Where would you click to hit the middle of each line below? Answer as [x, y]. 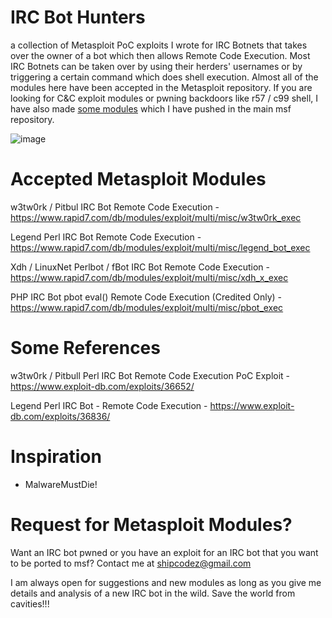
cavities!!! [30, 603]
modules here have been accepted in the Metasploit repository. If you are [161, 87]
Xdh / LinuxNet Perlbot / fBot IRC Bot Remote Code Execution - [140, 267]
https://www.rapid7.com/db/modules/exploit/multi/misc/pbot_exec [147, 307]
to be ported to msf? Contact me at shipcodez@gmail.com [131, 563]
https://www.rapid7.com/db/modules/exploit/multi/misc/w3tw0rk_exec [156, 217]
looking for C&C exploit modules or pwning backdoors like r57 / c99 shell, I [164, 98]
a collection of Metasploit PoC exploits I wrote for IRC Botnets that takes [159, 45]
